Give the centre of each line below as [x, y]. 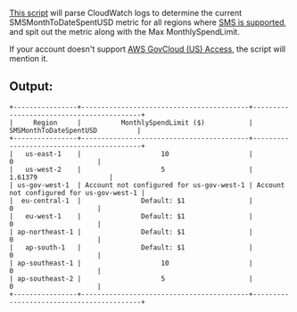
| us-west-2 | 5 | [131, 169]
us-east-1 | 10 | [139, 154]
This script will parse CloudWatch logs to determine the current [126, 13]
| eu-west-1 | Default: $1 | [131, 216]
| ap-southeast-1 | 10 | [131, 263]
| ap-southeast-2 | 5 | [131, 279]
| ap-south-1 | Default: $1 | [131, 247]
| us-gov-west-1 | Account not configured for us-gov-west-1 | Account [147, 185]
